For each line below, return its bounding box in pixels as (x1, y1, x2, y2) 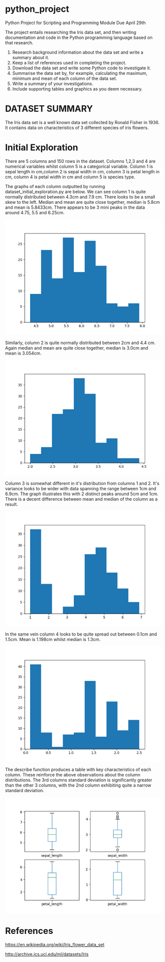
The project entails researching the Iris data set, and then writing (5, 29, 136, 35)
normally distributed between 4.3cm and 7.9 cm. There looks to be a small (5, 193, 155, 200)
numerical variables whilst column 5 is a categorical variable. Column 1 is (5, 163, 153, 169)
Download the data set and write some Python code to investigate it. (12, 65, 151, 71)
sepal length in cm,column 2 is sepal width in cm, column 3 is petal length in (5, 168, 160, 174)
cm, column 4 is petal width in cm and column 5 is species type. (5, 174, 135, 180)
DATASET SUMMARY (5, 103, 93, 114)
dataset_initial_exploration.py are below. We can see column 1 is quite (5, 189, 146, 194)
